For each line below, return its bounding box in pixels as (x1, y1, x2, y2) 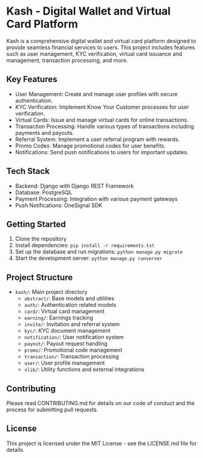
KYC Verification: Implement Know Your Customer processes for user (15, 103, 190, 111)
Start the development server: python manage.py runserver (15, 255, 163, 262)
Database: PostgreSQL (15, 188, 72, 196)
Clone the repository (15, 235, 67, 242)
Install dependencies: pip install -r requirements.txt (15, 242, 155, 249)
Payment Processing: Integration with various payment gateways (15, 195, 178, 202)
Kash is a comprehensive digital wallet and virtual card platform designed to (6, 37, 196, 44)
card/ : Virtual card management (24, 308, 105, 315)
